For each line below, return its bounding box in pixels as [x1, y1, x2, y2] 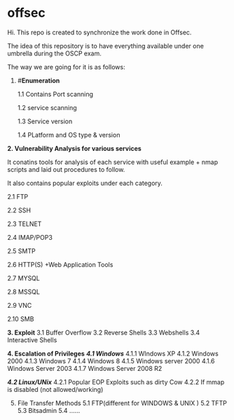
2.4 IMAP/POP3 [7, 233, 53, 241]
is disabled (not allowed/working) [7, 385, 104, 393]
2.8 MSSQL [7, 287, 41, 296]
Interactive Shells [7, 335, 57, 344]
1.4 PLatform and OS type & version [17, 130, 121, 139]
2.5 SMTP [7, 247, 36, 255]
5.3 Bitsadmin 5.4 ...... [17, 406, 81, 414]
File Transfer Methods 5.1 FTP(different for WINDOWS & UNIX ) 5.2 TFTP [17, 398, 228, 407]
